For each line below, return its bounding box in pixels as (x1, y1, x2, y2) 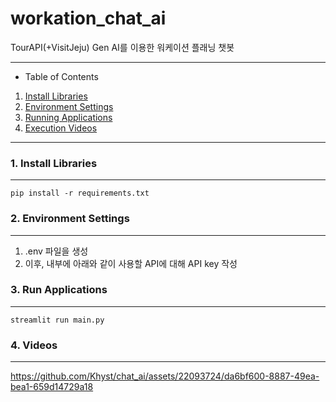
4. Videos (10, 338, 58, 352)
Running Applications (24, 111, 113, 123)
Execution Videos (24, 122, 98, 134)
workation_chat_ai (10, 7, 167, 30)
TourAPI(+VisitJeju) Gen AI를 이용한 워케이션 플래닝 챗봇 (10, 41, 235, 53)
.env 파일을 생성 (24, 245, 89, 257)
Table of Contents (24, 70, 99, 82)
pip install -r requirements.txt (10, 188, 150, 199)
